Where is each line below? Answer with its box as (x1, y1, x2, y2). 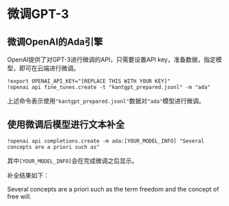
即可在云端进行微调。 (19, 64, 80, 72)
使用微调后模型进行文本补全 (7, 119, 125, 131)
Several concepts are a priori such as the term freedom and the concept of (7, 185, 219, 193)
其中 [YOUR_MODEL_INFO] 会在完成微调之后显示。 (7, 156, 138, 165)
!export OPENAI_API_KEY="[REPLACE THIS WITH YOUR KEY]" (7, 78, 171, 85)
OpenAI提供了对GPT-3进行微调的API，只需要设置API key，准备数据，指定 (7, 56, 217, 63)
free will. (7, 192, 32, 200)
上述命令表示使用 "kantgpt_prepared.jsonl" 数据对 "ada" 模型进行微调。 (7, 97, 205, 105)
